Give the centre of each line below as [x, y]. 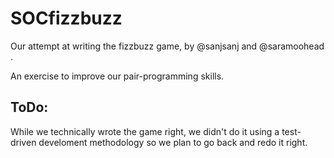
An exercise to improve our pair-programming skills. [117, 76]
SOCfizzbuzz [66, 18]
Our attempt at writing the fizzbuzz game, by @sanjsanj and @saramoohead [167, 46]
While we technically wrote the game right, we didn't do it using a [145, 131]
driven [23, 142]
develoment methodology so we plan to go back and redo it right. [173, 142]
